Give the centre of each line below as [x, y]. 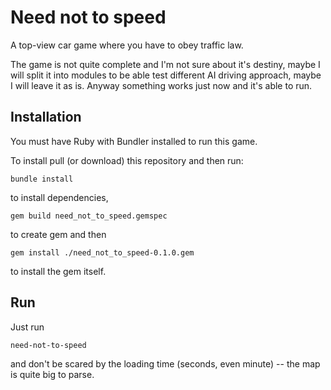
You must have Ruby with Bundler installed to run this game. [134, 141]
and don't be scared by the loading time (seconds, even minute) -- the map [165, 363]
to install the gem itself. [58, 271]
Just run [27, 327]
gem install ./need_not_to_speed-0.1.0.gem [102, 252]
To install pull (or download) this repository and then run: [127, 160]
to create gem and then [58, 234]
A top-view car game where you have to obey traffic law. [127, 45]
